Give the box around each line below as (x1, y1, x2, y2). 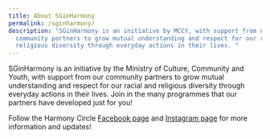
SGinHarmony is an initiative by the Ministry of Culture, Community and (8, 63, 244, 73)
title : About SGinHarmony (8, 11, 95, 20)
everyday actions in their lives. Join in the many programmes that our (8, 89, 238, 99)
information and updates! (8, 122, 92, 132)
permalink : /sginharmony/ (8, 19, 95, 27)
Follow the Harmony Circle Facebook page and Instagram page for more (8, 113, 247, 123)
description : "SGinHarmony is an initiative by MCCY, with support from (8, 27, 257, 35)
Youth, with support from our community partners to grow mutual (8, 72, 225, 82)
